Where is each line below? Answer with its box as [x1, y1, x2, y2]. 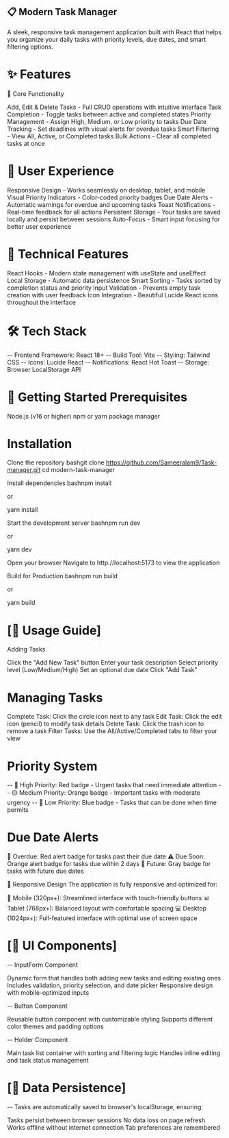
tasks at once [7, 139, 46, 147]
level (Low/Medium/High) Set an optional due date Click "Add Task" [7, 666, 198, 674]
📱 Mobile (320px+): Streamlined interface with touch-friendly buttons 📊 [7, 894, 210, 902]
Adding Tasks [7, 645, 46, 654]
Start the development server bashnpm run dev [7, 519, 141, 527]
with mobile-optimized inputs [7, 989, 90, 997]
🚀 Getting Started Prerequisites [7, 389, 188, 405]
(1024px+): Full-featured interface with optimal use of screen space [7, 914, 198, 922]
